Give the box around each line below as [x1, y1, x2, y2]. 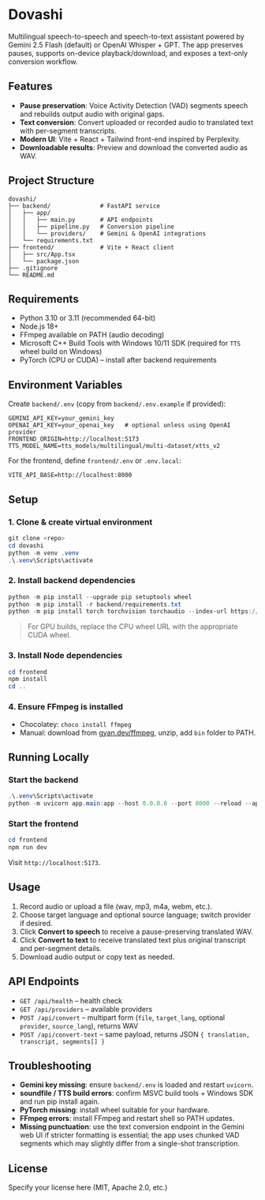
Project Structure [8, 174, 95, 187]
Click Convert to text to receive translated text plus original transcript [19, 935, 246, 945]
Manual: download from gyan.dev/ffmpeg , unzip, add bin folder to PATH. [19, 728, 256, 737]
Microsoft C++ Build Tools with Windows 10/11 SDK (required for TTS [19, 338, 241, 348]
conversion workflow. [8, 57, 78, 66]
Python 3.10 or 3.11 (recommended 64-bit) [19, 314, 156, 323]
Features [8, 80, 53, 93]
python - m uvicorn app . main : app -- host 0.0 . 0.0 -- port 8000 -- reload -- [8, 799, 252, 807]
